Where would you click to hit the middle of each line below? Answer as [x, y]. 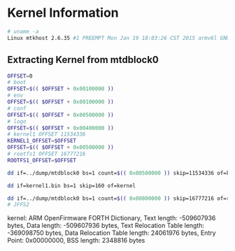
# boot [17, 83]
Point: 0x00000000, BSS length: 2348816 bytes [76, 241]
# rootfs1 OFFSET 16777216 [47, 154]
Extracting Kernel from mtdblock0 [83, 60]
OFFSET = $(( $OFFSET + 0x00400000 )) [60, 128]
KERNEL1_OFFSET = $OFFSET [42, 141]
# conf [17, 108]
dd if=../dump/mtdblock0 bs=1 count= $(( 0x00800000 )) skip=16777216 [111, 198]
